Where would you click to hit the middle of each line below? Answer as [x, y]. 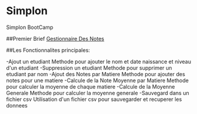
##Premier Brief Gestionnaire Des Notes [55, 38]
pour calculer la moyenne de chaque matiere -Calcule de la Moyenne [90, 86]
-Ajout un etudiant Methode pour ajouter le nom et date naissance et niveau [99, 61]
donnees [17, 105]
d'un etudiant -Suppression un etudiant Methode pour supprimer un [89, 68]
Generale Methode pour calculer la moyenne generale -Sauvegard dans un [98, 93]
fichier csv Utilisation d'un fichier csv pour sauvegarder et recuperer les [94, 99]
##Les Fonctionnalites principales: [48, 50]
